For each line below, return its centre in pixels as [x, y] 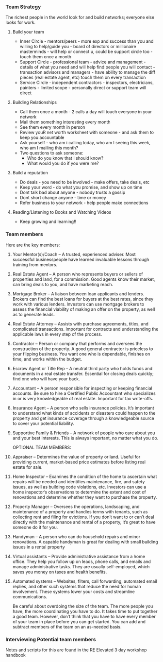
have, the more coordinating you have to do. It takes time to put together [85, 611]
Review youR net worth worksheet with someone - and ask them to [87, 133]
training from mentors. [35, 264]
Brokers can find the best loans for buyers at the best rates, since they [83, 299]
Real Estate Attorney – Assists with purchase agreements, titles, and [80, 323]
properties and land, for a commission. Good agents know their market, [84, 279]
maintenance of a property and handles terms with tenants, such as [80, 511]
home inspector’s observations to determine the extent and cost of [79, 492]
